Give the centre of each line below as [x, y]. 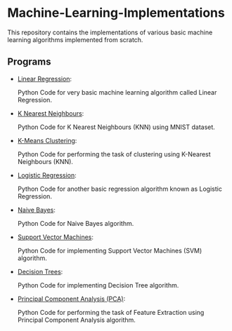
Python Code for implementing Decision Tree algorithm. [98, 285]
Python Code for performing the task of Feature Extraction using [111, 312]
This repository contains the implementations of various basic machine [110, 32]
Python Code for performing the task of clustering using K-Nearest [114, 154]
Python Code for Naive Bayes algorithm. [76, 223]
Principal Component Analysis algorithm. [76, 320]
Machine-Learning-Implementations [116, 13]
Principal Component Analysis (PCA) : [71, 299]
